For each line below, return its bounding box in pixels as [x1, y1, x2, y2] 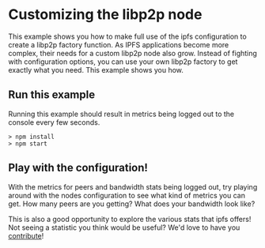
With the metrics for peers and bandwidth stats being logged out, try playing [8, 182, 258, 191]
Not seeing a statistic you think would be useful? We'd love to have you [8, 223, 240, 232]
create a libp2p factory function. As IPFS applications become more [8, 39, 229, 49]
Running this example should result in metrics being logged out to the [8, 109, 235, 118]
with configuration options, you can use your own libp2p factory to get [8, 57, 238, 66]
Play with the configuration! [8, 161, 149, 175]
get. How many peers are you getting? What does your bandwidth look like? [8, 199, 256, 209]
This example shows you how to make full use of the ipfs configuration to [8, 32, 247, 41]
